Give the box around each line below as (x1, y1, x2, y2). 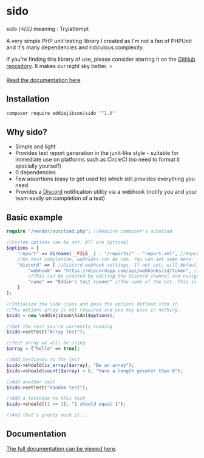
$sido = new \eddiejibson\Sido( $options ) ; (6, 312, 115, 318)
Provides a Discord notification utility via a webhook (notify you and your (15, 188, 197, 196)
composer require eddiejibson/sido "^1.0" (6, 110, 115, 116)
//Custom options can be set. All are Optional (6, 239, 129, 245)
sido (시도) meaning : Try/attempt (6, 25, 89, 32)
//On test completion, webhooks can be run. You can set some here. (17, 256, 194, 262)
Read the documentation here (6, 76, 81, 83)
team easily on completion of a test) (15, 194, 105, 202)
